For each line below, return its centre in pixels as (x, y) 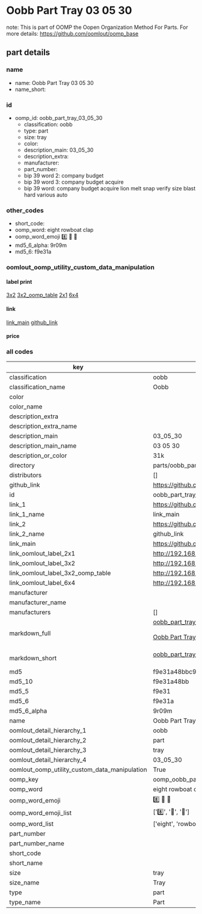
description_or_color (38, 455)
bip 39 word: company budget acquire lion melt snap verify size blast (110, 188)
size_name (24, 883)
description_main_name (43, 446)
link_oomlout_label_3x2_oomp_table (60, 573)
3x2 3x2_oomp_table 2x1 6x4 (42, 295)
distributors (26, 475)
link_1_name (27, 515)
